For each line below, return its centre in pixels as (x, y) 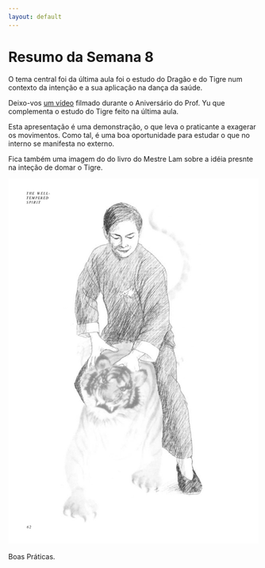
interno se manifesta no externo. (61, 144)
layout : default (35, 17)
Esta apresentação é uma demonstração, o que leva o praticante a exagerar (132, 126)
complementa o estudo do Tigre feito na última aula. (94, 111)
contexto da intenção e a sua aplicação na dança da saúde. (106, 87)
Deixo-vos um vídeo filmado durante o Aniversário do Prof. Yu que (117, 102)
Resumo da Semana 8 (81, 57)
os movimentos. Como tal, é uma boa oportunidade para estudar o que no (129, 135)
